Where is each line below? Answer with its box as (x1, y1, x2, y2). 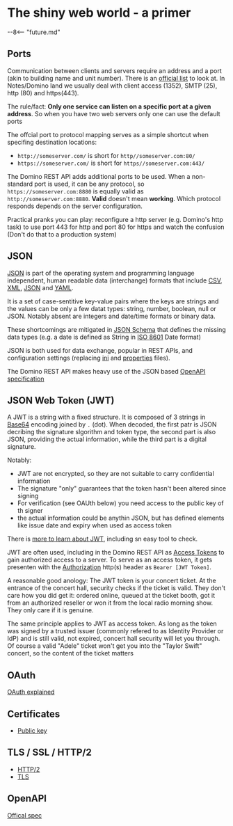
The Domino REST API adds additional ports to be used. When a (7, 172, 191, 180)
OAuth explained (7, 688, 55, 697)
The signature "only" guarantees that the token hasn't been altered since (17, 484, 227, 493)
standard (7, 180, 33, 188)
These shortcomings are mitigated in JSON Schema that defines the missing (7, 325, 226, 333)
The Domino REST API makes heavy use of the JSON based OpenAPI (7, 367, 206, 375)
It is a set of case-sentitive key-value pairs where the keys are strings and (7, 297, 219, 305)
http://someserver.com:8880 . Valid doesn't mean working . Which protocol (7, 194, 221, 202)
